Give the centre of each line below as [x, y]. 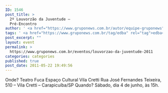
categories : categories [30, 56]
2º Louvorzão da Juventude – [40, 19]
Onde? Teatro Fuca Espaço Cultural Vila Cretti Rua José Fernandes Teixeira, [83, 80]
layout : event [20, 42]
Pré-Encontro [23, 24]
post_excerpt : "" [23, 38]
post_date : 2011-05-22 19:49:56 [39, 65]
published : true [22, 61]
